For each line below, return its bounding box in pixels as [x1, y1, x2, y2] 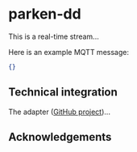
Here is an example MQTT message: [8, 47, 129, 57]
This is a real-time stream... [8, 32, 99, 41]
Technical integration [8, 86, 118, 99]
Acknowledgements [8, 130, 112, 144]
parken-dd [8, 5, 82, 23]
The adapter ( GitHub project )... [8, 107, 111, 116]
